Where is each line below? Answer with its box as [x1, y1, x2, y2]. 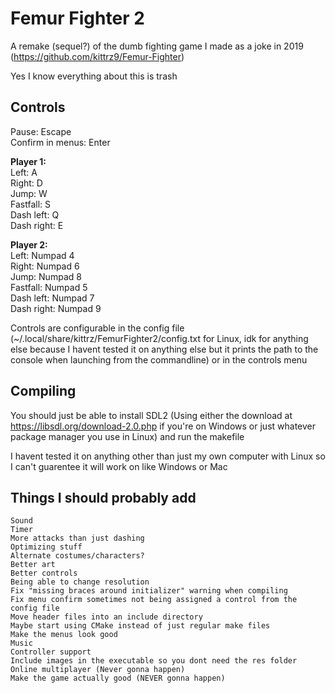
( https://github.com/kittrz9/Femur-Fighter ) [10, 50, 185, 62]
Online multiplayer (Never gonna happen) [10, 665, 186, 675]
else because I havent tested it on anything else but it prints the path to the [10, 343, 319, 355]
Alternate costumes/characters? [10, 551, 145, 561]
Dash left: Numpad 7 [10, 292, 95, 304]
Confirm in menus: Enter [10, 136, 111, 148]
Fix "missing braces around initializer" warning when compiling [10, 586, 288, 596]
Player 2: [10, 238, 48, 251]
